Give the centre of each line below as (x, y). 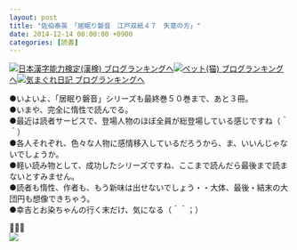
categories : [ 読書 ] (44, 42)
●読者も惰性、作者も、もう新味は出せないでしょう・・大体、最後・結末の (145, 188)
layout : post (33, 17)
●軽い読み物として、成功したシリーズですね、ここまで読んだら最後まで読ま (148, 165)
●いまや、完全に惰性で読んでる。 (71, 110)
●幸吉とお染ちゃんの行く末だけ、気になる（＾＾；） (106, 210)
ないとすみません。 (44, 177)
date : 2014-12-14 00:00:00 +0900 (71, 34)
